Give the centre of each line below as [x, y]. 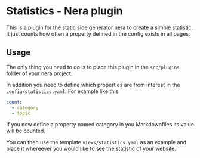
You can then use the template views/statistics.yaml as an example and [96, 142]
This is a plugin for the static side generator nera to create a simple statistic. [100, 27]
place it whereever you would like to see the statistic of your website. [91, 149]
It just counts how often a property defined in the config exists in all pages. [98, 33]
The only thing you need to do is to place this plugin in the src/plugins [93, 67]
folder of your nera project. [39, 73]
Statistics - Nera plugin [65, 11]
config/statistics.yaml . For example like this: [63, 91]
